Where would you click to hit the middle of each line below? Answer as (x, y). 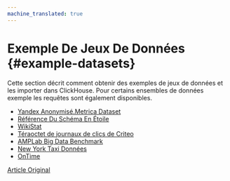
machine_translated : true (45, 14)
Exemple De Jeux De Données (96, 48)
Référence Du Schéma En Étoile (63, 119)
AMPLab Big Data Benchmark (60, 141)
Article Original (29, 170)
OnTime (29, 156)
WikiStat (29, 126)
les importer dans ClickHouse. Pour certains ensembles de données (106, 90)
